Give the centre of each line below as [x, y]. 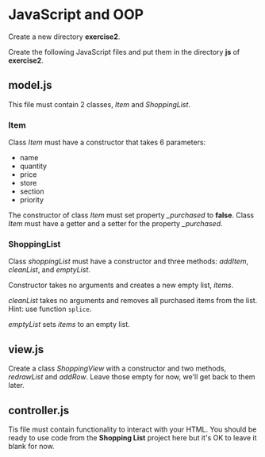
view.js [26, 349]
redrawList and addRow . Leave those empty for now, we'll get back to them [132, 377]
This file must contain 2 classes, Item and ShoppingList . [100, 104]
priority [32, 200]
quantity [33, 166]
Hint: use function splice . [50, 309]
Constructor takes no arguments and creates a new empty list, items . [121, 285]
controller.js [39, 410]
